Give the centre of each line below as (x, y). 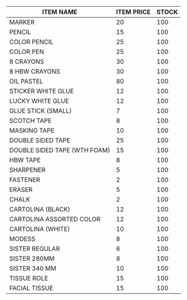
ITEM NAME (60, 12)
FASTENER (25, 180)
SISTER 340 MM (33, 268)
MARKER (22, 22)
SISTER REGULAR (35, 249)
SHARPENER (28, 170)
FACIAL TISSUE (31, 288)
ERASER (21, 189)
